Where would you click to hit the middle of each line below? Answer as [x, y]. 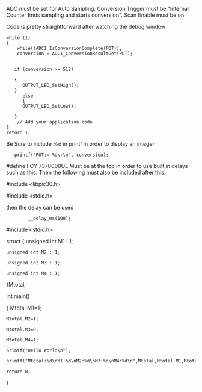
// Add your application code [55, 122]
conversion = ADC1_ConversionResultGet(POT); [75, 54]
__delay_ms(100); [49, 219]
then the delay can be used [40, 207]
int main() [18, 296]
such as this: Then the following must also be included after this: [86, 172]
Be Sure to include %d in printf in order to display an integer [81, 144]
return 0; [19, 372]
